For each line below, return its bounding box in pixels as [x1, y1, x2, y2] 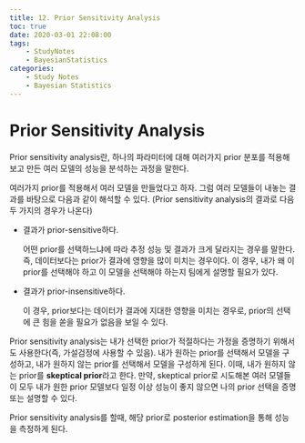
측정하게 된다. [18, 423, 68, 434]
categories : [9, 65, 55, 74]
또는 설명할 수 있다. [9, 392, 77, 403]
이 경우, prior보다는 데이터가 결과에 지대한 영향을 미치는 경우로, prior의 [22, 305, 275, 316]
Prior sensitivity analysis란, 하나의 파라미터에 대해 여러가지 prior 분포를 [9, 151, 266, 162]
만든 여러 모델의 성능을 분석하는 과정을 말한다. [25, 163, 189, 174]
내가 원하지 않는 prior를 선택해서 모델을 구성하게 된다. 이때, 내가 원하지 [36, 358, 287, 369]
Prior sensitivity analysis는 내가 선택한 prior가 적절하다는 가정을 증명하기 [9, 336, 271, 347]
